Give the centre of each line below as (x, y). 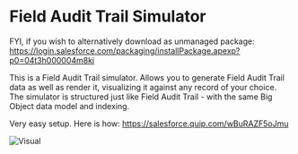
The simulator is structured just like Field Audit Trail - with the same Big (141, 97)
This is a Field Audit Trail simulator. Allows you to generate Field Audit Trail (147, 77)
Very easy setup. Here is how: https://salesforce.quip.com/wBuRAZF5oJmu (149, 124)
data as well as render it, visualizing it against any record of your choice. (143, 87)
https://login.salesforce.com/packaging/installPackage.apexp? (125, 50)
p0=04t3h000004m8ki (52, 60)
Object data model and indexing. (70, 106)
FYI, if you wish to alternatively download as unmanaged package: (132, 41)
